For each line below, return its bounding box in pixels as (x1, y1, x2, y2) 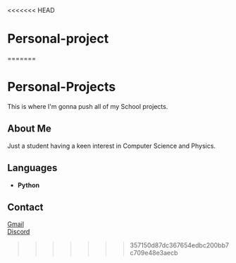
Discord (7, 228, 30, 236)
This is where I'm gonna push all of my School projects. (7, 102, 168, 110)
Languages (7, 162, 58, 174)
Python (17, 180, 40, 189)
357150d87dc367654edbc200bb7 (130, 241, 229, 250)
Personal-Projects (7, 79, 116, 95)
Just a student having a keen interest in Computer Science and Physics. (7, 141, 216, 150)
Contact (7, 201, 44, 213)
